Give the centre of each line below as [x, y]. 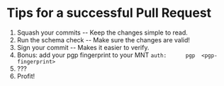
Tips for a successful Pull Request [109, 13]
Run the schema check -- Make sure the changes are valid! [103, 39]
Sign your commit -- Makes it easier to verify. [83, 47]
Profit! [26, 76]
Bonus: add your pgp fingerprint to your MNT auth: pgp [106, 55]
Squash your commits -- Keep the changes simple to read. [102, 32]
